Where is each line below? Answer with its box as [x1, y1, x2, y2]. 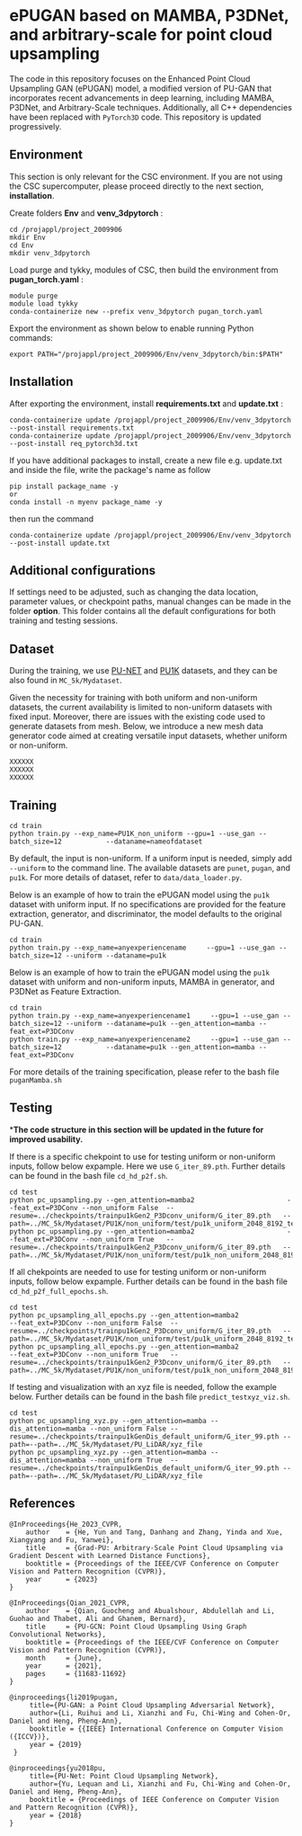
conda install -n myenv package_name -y [9, 497, 164, 506]
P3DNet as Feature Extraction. [9, 986, 121, 996]
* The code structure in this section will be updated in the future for [9, 1124, 264, 1135]
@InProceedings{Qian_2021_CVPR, [9, 1598, 130, 1608]
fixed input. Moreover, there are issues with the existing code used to [9, 711, 266, 722]
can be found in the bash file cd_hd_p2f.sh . [9, 1170, 168, 1181]
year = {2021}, [25, 1661, 102, 1671]
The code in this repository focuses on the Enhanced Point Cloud [9, 73, 251, 84]
